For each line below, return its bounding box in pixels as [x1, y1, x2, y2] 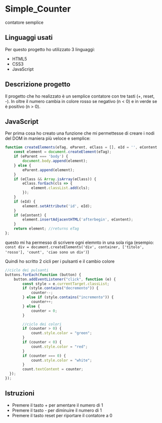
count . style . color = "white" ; [31, 358, 92, 363]
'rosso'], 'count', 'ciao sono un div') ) [5, 249, 90, 254]
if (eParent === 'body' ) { [14, 154, 68, 159]
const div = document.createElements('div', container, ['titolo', [5, 244, 145, 250]
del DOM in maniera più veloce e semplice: [5, 135, 91, 141]
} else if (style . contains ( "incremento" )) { [22, 295, 114, 300]
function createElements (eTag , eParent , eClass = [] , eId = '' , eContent [5, 145, 158, 150]
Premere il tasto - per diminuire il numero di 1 [12, 407, 102, 413]
